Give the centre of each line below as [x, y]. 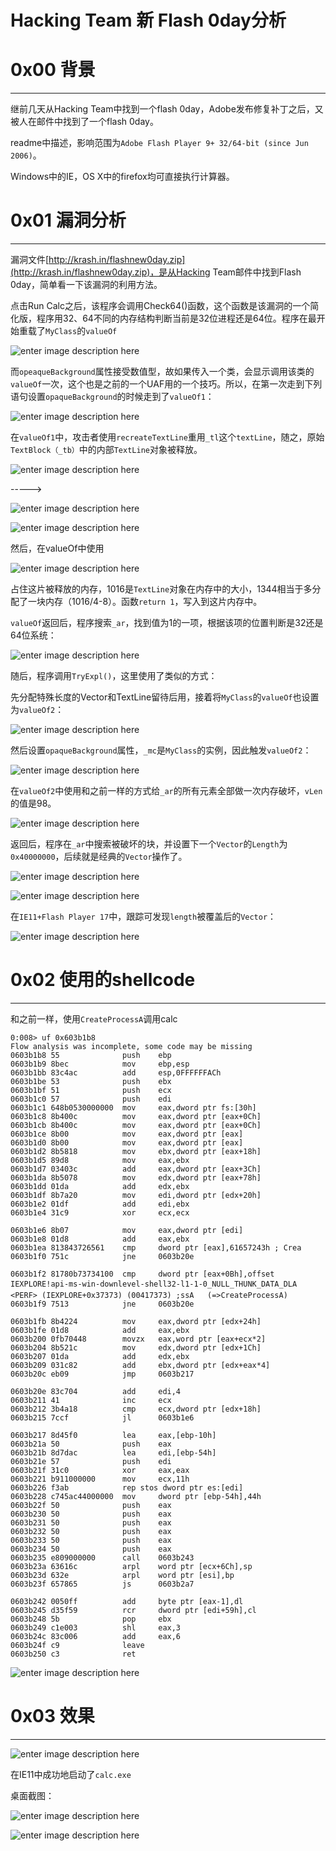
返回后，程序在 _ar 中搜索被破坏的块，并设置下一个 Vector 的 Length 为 [149, 844]
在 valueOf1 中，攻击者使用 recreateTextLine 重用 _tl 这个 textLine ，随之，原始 [167, 437]
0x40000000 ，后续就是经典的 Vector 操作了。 [99, 857]
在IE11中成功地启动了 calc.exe [71, 1774]
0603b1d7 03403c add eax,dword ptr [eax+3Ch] [136, 1169]
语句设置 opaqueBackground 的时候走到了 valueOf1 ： [112, 397]
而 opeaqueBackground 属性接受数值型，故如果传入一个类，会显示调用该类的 [162, 372]
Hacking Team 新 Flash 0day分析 [148, 20]
